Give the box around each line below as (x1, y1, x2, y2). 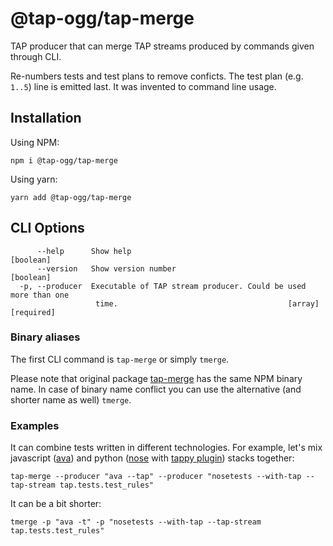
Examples (10, 418, 60, 432)
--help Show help (36, 246, 132, 256)
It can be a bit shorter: (10, 498, 102, 510)
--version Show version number (36, 263, 177, 274)
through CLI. (10, 50, 62, 62)
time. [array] (95, 298, 320, 309)
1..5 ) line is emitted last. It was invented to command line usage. (10, 80, 277, 92)
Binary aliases (10, 330, 81, 344)
